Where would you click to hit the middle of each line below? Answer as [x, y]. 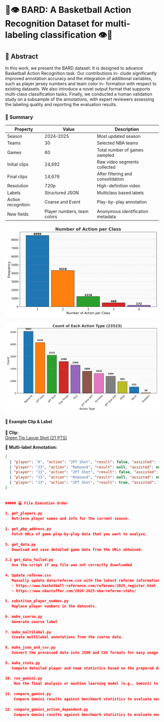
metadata [106, 217]
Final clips [17, 176]
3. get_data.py [20, 544]
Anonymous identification [123, 212]
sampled [106, 155]
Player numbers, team [67, 212]
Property [24, 129]
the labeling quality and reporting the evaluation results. [61, 104]
